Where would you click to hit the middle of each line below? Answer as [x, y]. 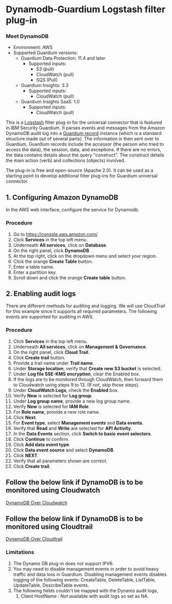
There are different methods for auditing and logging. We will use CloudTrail [85, 306]
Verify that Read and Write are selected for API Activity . [72, 428]
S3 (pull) [45, 69]
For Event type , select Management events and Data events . [78, 422]
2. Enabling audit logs [41, 293]
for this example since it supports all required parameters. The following [81, 311]
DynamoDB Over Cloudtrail [34, 539]
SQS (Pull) [47, 80]
